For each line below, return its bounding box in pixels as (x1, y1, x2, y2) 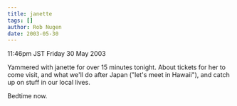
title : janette (7, 10, 53, 18)
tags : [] (7, 17, 33, 24)
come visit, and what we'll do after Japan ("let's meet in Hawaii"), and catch (7, 71, 230, 79)
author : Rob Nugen (7, 23, 62, 30)
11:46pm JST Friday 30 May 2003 (7, 49, 106, 58)
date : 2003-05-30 (7, 30, 59, 37)
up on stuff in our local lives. (7, 78, 90, 87)
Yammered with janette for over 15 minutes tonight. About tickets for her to (7, 63, 226, 71)
